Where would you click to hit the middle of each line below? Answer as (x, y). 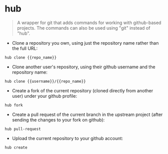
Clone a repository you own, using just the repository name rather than (85, 43)
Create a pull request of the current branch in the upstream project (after (87, 114)
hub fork (14, 105)
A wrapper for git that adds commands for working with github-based (89, 23)
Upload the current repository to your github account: (68, 138)
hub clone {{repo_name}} (31, 57)
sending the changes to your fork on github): (58, 120)
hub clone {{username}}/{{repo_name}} (45, 81)
